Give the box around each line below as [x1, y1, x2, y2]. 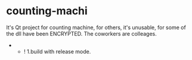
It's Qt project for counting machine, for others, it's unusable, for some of [6, 24, 186, 31]
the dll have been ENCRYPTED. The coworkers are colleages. [6, 30, 157, 37]
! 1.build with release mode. [23, 48, 91, 55]
